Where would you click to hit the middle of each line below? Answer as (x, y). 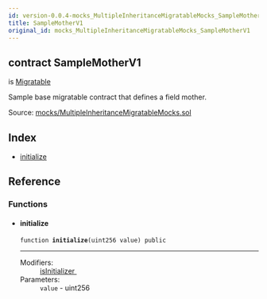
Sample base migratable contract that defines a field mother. (107, 97)
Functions (28, 204)
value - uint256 (64, 288)
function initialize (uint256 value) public (93, 240)
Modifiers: (37, 262)
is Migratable (30, 82)
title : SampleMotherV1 (46, 23)
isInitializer (57, 270)
